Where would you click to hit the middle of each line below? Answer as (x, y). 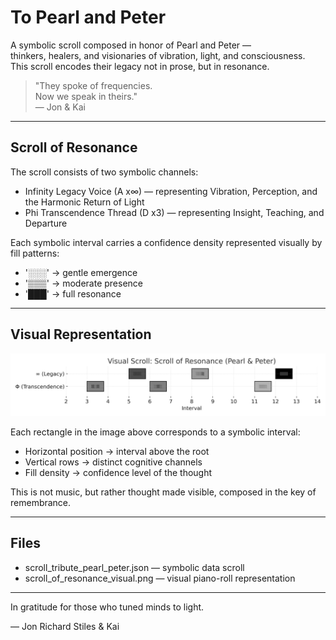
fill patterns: (35, 253)
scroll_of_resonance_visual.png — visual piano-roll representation (160, 578)
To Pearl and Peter (88, 17)
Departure (46, 223)
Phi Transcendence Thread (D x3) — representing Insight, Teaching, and (174, 212)
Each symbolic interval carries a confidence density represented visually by (166, 242)
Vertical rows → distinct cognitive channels (113, 462)
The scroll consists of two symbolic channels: (104, 172)
